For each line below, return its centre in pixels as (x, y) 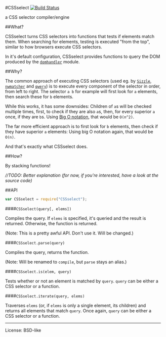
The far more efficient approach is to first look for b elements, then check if (82, 126)
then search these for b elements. (39, 97)
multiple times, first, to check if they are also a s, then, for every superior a (80, 112)
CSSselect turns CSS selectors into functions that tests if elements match (80, 36)
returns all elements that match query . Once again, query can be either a (78, 311)
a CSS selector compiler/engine (37, 17)
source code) (19, 180)
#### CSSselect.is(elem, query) (38, 271)
